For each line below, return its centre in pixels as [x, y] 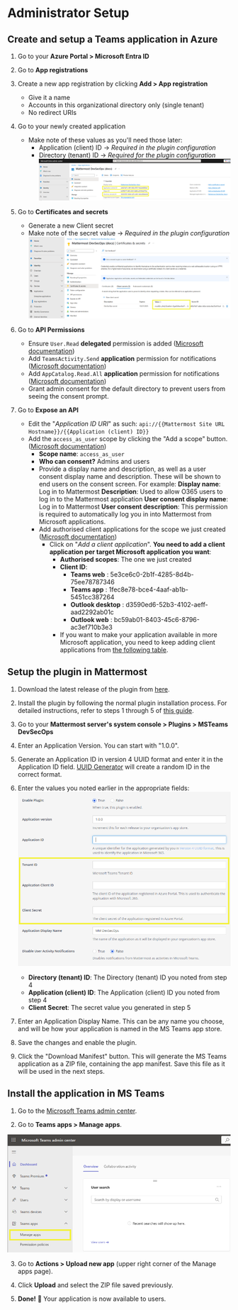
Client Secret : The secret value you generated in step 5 [109, 1007]
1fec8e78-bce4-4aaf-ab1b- [149, 589]
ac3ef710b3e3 [92, 627]
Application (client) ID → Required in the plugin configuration [127, 148]
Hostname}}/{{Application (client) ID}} [89, 432]
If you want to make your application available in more [138, 634]
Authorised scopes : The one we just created [126, 559]
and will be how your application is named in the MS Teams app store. [120, 1028]
